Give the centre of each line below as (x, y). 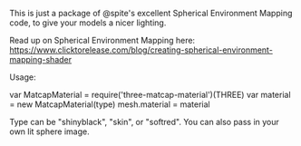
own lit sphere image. (49, 131)
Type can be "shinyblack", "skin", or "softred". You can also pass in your (144, 122)
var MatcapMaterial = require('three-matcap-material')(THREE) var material (150, 95)
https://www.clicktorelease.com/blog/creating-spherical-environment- (141, 50)
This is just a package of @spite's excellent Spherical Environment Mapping (151, 13)
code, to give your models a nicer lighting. (88, 23)
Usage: (23, 77)
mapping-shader (41, 59)
